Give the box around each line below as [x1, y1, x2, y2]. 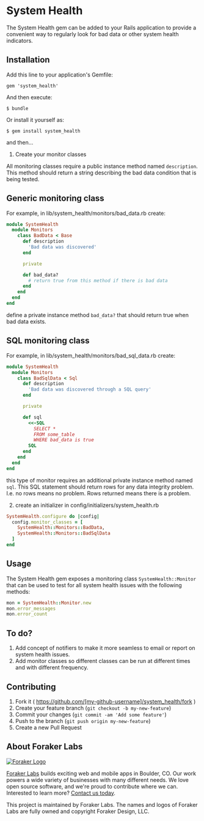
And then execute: [6, 93, 53, 101]
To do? [6, 628, 33, 639]
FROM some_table [33, 431, 75, 438]
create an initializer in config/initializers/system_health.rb [15, 501, 159, 509]
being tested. [6, 175, 40, 182]
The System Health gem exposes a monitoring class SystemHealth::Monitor [6, 575, 197, 582]
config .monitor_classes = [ [12, 519, 84, 525]
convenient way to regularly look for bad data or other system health [6, 30, 179, 37]
